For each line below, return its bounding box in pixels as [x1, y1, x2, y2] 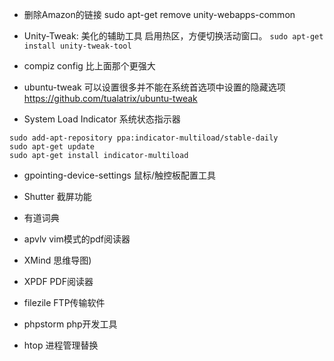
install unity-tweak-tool [23, 41, 132, 51]
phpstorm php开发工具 [23, 318, 118, 330]
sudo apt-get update [9, 142, 96, 152]
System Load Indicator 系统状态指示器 [23, 113, 181, 125]
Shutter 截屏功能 [23, 191, 92, 202]
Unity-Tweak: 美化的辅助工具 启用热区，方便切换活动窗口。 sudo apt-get [23, 30, 324, 42]
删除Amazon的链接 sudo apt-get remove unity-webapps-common [23, 9, 296, 20]
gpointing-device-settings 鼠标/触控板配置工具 [23, 169, 216, 181]
